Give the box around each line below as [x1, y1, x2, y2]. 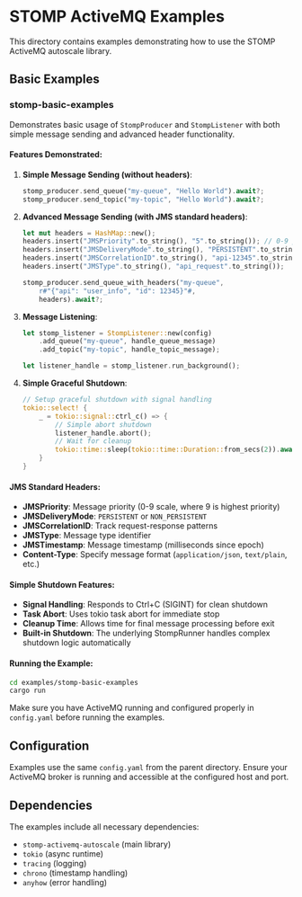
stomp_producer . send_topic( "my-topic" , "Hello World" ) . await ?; [22, 195, 265, 204]
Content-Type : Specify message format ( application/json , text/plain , [22, 549, 288, 560]
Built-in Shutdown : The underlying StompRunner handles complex [22, 627, 271, 639]
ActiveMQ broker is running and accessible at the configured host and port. [9, 771, 289, 783]
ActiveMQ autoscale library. [9, 45, 112, 56]
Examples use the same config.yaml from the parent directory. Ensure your [9, 762, 288, 773]
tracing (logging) [22, 857, 87, 868]
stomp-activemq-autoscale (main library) [22, 839, 172, 849]
